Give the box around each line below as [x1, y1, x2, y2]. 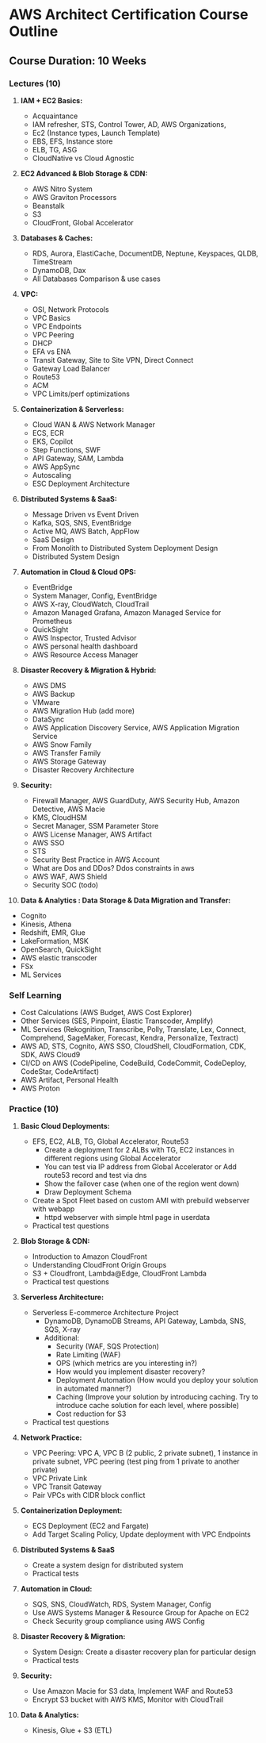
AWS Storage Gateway [32, 756, 107, 766]
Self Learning [9, 990, 62, 1001]
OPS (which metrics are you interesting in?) [55, 1359, 198, 1368]
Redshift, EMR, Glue [20, 927, 85, 937]
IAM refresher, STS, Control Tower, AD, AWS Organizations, [32, 119, 226, 129]
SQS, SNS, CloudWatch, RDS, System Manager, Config [32, 1599, 212, 1609]
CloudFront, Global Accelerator [32, 217, 134, 227]
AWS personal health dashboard [32, 641, 138, 651]
